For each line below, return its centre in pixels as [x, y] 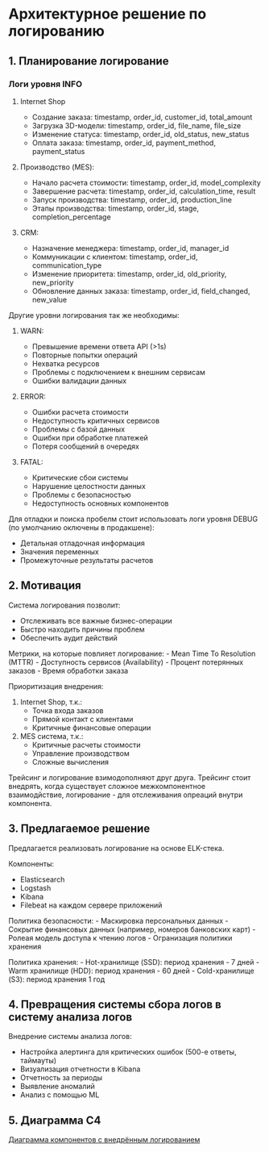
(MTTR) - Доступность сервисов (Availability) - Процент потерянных [126, 662]
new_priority [53, 282]
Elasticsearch [42, 879]
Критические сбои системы [80, 478]
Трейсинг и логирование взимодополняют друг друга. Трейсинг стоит [130, 777]
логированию [56, 31]
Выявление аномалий [57, 1087]
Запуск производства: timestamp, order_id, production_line [132, 199]
